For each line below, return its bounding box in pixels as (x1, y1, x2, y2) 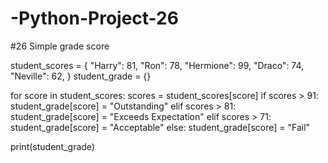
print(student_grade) (10, 140, 95, 152)
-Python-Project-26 (10, 7, 179, 30)
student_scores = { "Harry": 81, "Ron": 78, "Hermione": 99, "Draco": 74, (10, 59, 305, 71)
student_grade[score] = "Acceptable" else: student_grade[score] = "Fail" (10, 121, 311, 133)
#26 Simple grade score (10, 40, 110, 52)
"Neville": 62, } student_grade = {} (10, 70, 152, 82)
